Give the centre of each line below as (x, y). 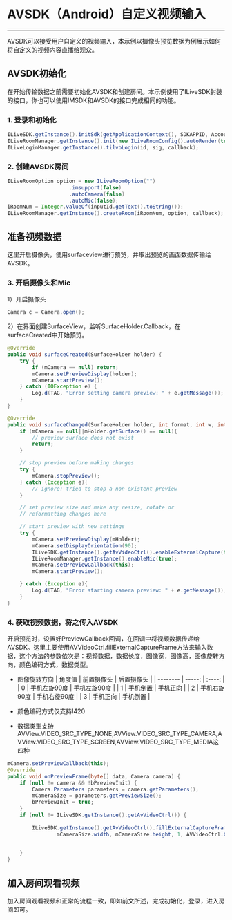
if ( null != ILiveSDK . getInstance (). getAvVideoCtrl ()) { (103, 815)
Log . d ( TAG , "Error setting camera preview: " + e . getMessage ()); (128, 393)
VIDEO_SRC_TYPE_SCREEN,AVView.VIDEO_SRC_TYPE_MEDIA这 (128, 742)
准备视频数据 (35, 237)
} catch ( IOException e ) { (58, 387)
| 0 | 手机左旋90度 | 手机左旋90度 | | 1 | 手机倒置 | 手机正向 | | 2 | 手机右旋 (121, 688)
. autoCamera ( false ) (97, 194)
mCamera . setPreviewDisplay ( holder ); (85, 374)
